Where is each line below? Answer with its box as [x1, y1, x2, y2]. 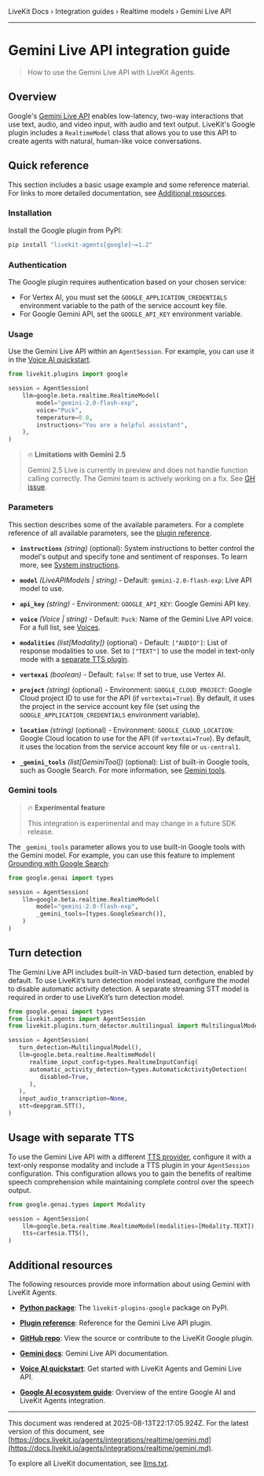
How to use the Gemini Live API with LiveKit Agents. [27, 67, 196, 77]
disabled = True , [39, 1073, 90, 1081]
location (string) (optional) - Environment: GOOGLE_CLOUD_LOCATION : [19, 725, 234, 734]
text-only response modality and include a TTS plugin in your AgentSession [8, 1160, 250, 1169]
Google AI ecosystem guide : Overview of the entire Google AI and [19, 1387, 236, 1397]
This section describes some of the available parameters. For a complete [8, 520, 244, 529]
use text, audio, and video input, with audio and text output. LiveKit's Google [8, 119, 255, 129]
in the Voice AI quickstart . [8, 355, 92, 365]
